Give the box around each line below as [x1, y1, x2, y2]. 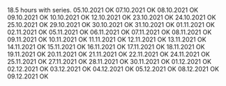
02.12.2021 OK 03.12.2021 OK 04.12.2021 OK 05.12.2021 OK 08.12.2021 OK [7, 65, 220, 73]
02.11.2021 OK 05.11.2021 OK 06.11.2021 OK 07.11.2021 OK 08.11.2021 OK [7, 28, 212, 36]
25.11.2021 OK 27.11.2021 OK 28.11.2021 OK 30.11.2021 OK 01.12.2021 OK [7, 58, 211, 65]
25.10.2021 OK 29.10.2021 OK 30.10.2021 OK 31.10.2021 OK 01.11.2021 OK [7, 21, 215, 28]
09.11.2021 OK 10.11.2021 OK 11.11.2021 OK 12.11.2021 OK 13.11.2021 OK [7, 35, 207, 44]
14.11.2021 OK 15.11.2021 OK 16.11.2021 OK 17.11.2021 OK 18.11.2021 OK [7, 43, 205, 51]
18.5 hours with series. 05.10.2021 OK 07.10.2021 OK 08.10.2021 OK [7, 6, 199, 14]
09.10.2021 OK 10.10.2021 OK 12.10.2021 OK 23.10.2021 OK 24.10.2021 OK [7, 13, 216, 21]
